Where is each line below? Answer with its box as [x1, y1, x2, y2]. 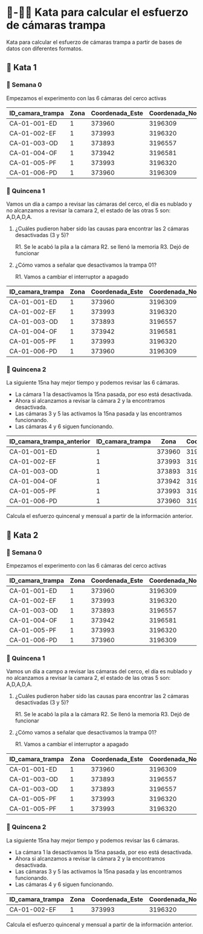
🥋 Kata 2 [6, 530, 39, 540]
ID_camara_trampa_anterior [9, 437, 91, 446]
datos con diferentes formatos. [6, 45, 83, 52]
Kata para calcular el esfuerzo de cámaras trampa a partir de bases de [6, 38, 182, 45]
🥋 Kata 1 [6, 62, 37, 73]
